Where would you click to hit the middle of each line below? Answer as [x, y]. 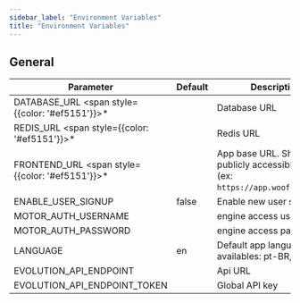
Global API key [248, 285]
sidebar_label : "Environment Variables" [86, 17]
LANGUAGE [38, 251]
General [32, 62]
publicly [233, 164]
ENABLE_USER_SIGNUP [64, 202]
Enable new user [252, 202]
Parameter [91, 88]
